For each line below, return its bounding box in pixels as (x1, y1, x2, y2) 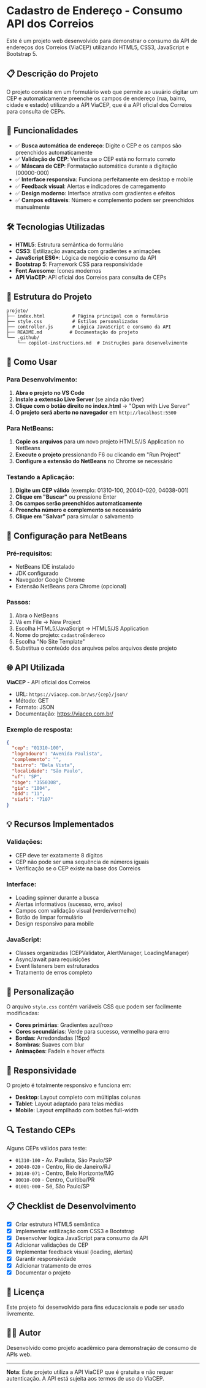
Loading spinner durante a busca (15, 894, 99, 902)
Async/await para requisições (15, 956, 91, 963)
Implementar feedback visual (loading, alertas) (15, 1248, 133, 1255)
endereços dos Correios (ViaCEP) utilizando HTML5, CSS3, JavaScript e (6, 44, 189, 51)
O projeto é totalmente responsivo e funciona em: (6, 1082, 132, 1089)
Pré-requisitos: (6, 549, 53, 558)
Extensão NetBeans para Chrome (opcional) (15, 583, 127, 590)
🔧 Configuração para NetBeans (6, 531, 128, 541)
